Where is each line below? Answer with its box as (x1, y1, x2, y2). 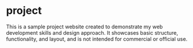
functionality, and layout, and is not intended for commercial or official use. (6, 35, 188, 42)
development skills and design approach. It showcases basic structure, (6, 29, 178, 36)
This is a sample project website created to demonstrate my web (6, 23, 163, 30)
